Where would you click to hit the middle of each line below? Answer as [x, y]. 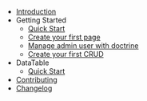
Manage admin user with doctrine [83, 46]
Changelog [34, 88]
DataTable [32, 63]
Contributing [36, 80]
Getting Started [41, 20]
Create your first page [64, 37]
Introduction [36, 12]
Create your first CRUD [66, 54]
